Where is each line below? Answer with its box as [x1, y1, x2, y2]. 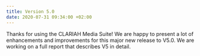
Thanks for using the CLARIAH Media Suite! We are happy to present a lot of [6, 30, 194, 37]
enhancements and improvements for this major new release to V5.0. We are [6, 37, 195, 44]
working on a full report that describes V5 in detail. [6, 42, 131, 50]
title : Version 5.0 [6, 8, 55, 15]
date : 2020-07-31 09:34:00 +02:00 [6, 14, 93, 20]
